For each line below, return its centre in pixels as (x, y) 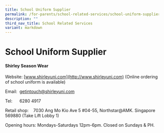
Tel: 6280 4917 (23, 101)
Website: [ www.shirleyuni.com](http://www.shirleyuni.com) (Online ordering (82, 77)
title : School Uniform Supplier (38, 10)
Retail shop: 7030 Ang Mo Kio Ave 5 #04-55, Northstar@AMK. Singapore (80, 110)
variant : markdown (24, 28)
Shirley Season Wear (27, 66)
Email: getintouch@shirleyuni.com (40, 91)
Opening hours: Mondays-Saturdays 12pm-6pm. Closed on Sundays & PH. (80, 125)
